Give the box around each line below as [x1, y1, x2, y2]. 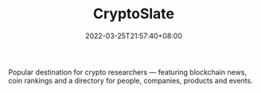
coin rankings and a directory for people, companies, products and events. [8, 76, 253, 85]
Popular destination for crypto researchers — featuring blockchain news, [8, 67, 247, 76]
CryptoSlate [92, 5, 175, 23]
